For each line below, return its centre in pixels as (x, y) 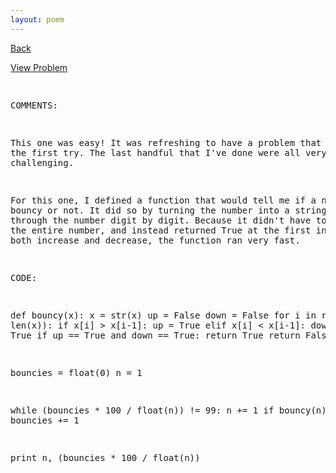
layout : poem (37, 19)
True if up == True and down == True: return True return (155, 335)
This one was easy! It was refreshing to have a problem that (166, 142)
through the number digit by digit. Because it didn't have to (168, 220)
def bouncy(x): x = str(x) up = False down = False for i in (163, 315)
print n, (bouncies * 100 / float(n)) (105, 457)
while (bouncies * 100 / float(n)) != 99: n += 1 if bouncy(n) (168, 410)
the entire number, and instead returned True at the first (161, 230)
